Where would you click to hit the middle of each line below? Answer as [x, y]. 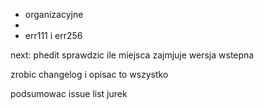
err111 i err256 [53, 35]
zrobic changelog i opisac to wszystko [89, 74]
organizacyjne [54, 14]
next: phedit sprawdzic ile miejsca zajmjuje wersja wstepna [132, 55]
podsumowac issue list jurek [69, 93]
